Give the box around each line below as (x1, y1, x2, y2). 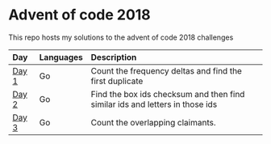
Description (90, 51, 137, 62)
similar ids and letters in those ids (90, 99, 218, 110)
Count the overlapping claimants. (90, 116, 216, 128)
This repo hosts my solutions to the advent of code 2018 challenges (8, 32, 234, 42)
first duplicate (90, 75, 144, 87)
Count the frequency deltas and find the (90, 65, 242, 76)
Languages (39, 51, 83, 62)
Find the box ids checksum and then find (90, 88, 245, 100)
